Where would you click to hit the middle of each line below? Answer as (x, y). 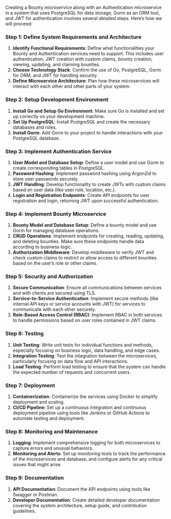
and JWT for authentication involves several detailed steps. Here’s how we (84, 18)
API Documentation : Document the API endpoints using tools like (81, 489)
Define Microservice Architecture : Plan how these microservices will (86, 81)
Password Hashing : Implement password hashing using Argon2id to (84, 173)
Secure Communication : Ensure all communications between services (87, 288)
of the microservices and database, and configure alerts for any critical (87, 459)
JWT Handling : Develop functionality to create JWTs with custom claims (89, 184)
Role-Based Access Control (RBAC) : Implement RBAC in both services (87, 315)
